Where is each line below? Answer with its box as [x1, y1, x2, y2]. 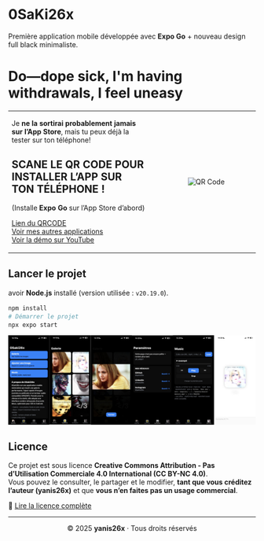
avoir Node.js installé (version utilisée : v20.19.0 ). [8, 288, 169, 297]
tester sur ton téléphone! [11, 135, 92, 145]
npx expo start [8, 321, 58, 329]
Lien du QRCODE [11, 219, 67, 228]
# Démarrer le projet [8, 312, 79, 320]
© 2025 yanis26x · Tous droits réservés [66, 524, 198, 533]
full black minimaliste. [8, 39, 79, 49]
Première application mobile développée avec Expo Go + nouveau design [8, 31, 246, 41]
